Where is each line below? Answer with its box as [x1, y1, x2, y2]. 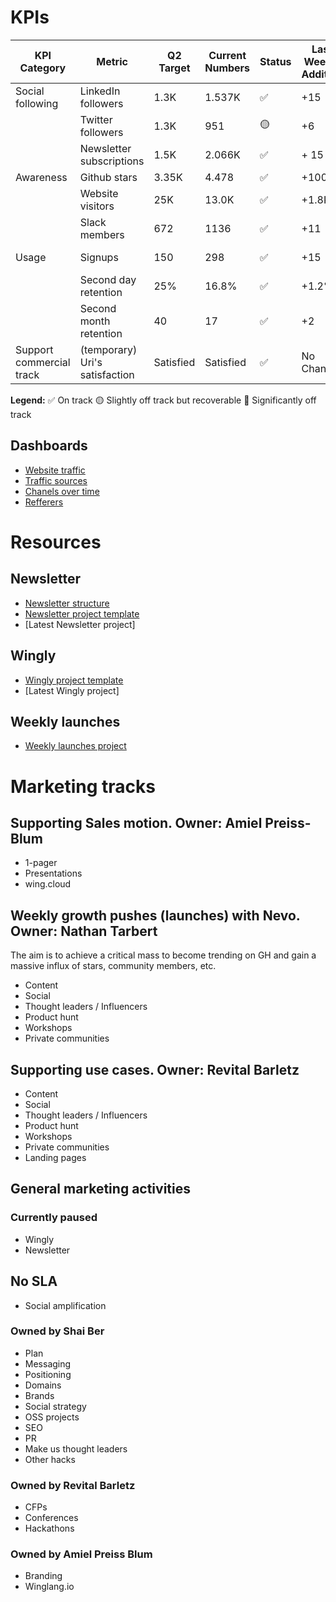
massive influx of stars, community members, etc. [10, 960, 217, 972]
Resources [10, 531, 102, 553]
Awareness [15, 170, 68, 184]
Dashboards [10, 437, 88, 455]
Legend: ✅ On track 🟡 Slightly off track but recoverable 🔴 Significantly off [10, 394, 317, 406]
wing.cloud [24, 878, 72, 890]
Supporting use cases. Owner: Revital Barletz [10, 1061, 300, 1078]
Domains [24, 1379, 62, 1391]
